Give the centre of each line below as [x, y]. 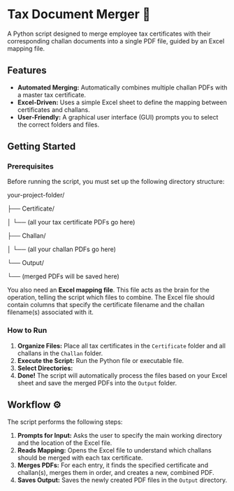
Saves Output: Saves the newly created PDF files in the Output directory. [122, 480]
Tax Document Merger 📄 [79, 14]
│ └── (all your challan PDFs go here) [62, 249]
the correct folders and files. [58, 124]
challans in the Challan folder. [60, 353]
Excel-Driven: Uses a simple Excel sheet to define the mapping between [122, 102]
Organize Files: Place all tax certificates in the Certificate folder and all [121, 346]
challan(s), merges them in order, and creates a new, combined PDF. [116, 472]
